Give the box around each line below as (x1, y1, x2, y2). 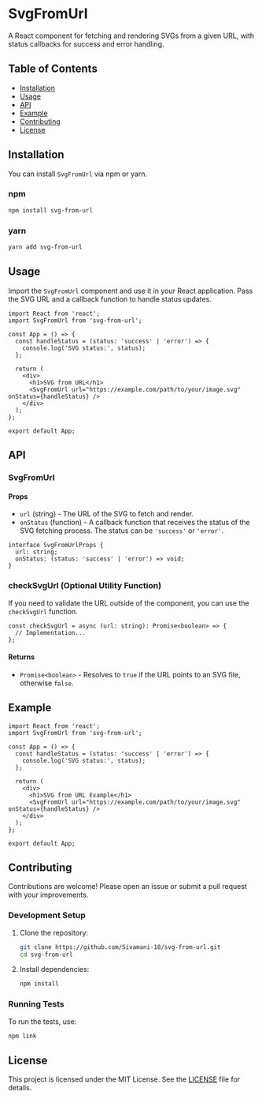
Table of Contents (8, 62, 98, 76)
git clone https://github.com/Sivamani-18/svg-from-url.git (19, 943, 221, 951)
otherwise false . (19, 678, 74, 688)
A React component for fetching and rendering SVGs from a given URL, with (8, 31, 255, 40)
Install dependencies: (19, 965, 90, 974)
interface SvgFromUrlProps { (8, 542, 104, 549)
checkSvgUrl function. (8, 606, 79, 616)
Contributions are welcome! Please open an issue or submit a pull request (8, 882, 248, 891)
